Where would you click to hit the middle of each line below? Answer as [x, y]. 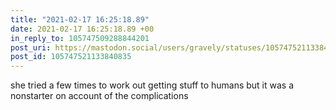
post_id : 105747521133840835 [71, 57]
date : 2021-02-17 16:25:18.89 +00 [82, 29]
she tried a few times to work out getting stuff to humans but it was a [152, 85]
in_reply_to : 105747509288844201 [80, 38]
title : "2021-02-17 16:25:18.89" [80, 19]
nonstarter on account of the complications [99, 96]
